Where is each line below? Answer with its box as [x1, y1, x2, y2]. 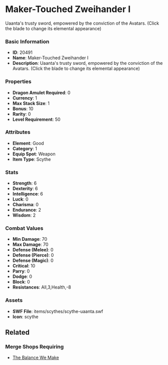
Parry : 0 [12, 268, 30, 275]
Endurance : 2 [12, 207, 42, 213]
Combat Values [5, 225, 44, 232]
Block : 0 [12, 279, 30, 285]
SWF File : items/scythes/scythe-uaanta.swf [12, 308, 103, 314]
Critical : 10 [12, 263, 36, 269]
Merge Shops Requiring [5, 343, 64, 350]
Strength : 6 [12, 180, 37, 187]
